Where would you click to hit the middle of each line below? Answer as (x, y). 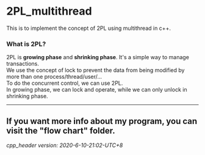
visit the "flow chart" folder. (61, 130)
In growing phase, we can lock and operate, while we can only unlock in (97, 90)
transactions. (23, 64)
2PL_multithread (49, 11)
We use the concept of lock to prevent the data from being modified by (95, 70)
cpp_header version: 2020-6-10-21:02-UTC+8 (65, 145)
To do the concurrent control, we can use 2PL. (65, 83)
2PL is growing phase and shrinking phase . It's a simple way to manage (98, 57)
